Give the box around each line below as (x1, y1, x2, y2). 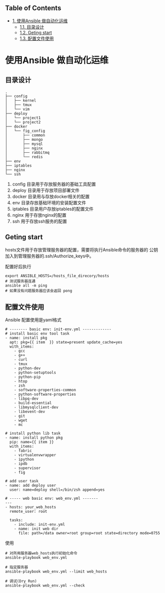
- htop (14, 379, 28, 384)
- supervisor (14, 466, 41, 471)
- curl (14, 357, 28, 362)
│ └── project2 (5, 119, 41, 124)
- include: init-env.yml (14, 522, 65, 527)
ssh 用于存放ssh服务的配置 (12, 218, 67, 224)
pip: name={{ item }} (9, 440, 54, 445)
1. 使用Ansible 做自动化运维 (12, 17, 68, 24)
